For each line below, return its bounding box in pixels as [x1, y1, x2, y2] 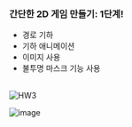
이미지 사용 [21, 52, 61, 63]
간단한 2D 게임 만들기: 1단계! [9, 7, 124, 20]
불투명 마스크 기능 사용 [21, 63, 101, 74]
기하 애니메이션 [21, 41, 75, 52]
